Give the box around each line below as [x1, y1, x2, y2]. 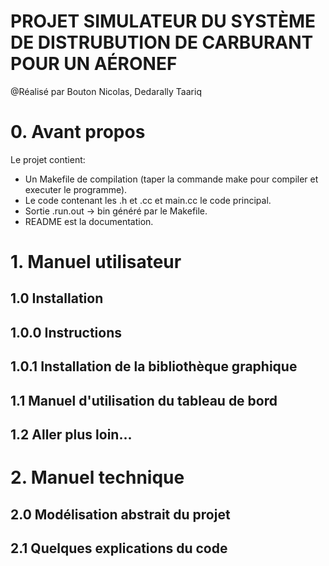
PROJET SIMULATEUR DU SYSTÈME [10, 10, 317, 33]
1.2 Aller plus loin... [10, 426, 133, 444]
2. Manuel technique [10, 466, 185, 489]
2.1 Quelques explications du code [10, 540, 228, 557]
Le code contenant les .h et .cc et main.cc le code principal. [24, 194, 272, 206]
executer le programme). [24, 183, 128, 195]
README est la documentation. [24, 215, 154, 227]
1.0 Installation [10, 290, 104, 307]
